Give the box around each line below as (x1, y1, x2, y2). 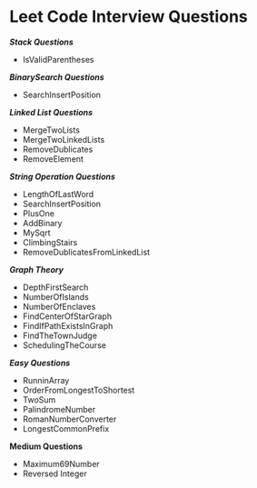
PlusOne (22, 207, 54, 219)
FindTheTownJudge (22, 330, 98, 341)
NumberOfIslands (22, 291, 89, 302)
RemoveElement (22, 153, 84, 164)
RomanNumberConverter (22, 413, 117, 424)
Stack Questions (9, 36, 74, 47)
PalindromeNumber (22, 403, 96, 414)
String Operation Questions (9, 171, 116, 182)
